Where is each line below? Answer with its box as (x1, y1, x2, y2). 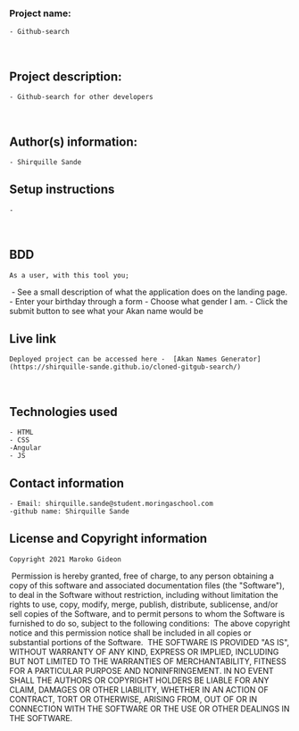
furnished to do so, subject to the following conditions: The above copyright (9, 618, 291, 628)
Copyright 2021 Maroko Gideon (9, 554, 122, 564)
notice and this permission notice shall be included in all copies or (9, 627, 252, 638)
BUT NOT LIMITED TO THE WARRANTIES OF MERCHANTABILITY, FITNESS (9, 655, 287, 667)
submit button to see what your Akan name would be (9, 305, 203, 316)
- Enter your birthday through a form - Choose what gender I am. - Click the (9, 295, 288, 306)
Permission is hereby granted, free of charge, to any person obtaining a (11, 570, 275, 581)
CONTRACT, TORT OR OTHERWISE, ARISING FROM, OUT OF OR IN (9, 694, 258, 704)
